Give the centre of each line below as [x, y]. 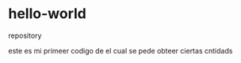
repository [25, 35]
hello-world [48, 14]
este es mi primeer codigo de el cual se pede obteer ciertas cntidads [120, 50]
